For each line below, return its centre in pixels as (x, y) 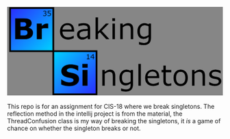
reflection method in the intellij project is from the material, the (95, 114)
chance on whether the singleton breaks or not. (74, 128)
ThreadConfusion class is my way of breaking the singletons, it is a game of (114, 121)
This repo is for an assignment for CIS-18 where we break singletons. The (111, 107)
